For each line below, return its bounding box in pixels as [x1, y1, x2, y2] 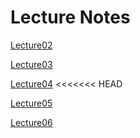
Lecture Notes [10, 6, 131, 29]
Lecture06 [10, 116, 53, 128]
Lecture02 [10, 39, 53, 51]
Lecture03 [10, 58, 53, 70]
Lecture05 [10, 97, 53, 109]
